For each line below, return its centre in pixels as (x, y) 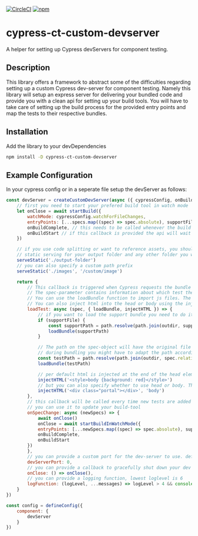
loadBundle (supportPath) (79, 331)
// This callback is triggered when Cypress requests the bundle (109, 287)
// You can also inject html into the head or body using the (105, 304)
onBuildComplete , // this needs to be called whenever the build (109, 228)
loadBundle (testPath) (64, 364)
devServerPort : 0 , (50, 462)
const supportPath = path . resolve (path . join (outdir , (114, 325)
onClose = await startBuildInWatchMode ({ (89, 424)
